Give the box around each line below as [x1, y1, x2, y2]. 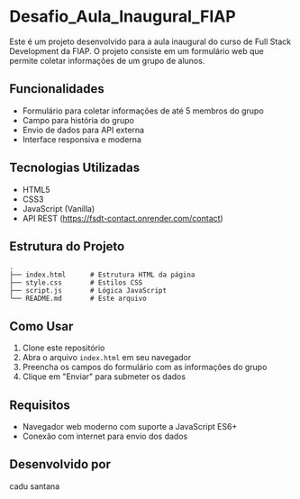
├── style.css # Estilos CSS [9, 278, 143, 287]
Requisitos [9, 397, 70, 413]
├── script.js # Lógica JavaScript [9, 286, 168, 295]
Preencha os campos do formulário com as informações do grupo [22, 362, 268, 373]
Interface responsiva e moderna [22, 133, 142, 145]
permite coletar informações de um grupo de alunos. [9, 55, 205, 66]
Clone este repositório [22, 342, 105, 353]
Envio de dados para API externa [22, 124, 145, 135]
